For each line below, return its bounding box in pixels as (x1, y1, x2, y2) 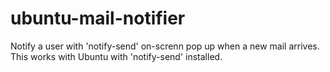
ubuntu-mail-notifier (10, 7, 186, 30)
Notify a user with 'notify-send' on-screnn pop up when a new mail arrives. (10, 40, 320, 52)
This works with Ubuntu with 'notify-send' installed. (10, 50, 223, 62)
